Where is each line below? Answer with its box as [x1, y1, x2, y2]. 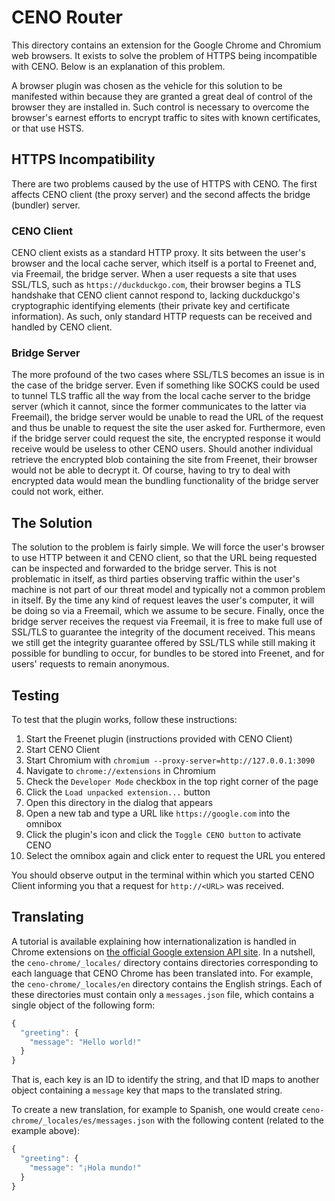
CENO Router [11, 6, 123, 29]
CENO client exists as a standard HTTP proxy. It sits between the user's [11, 247, 306, 259]
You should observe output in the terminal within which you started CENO [11, 869, 315, 881]
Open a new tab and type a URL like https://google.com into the [25, 807, 291, 819]
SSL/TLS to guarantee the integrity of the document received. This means [11, 626, 316, 638]
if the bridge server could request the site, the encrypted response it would [11, 432, 321, 445]
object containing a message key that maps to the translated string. [11, 1084, 283, 1096]
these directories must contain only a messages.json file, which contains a [11, 988, 315, 1000]
